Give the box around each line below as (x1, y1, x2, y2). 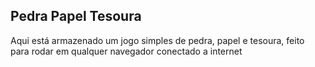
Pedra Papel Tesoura (10, 8, 142, 25)
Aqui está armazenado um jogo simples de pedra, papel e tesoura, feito (10, 34, 305, 46)
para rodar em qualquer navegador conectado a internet (10, 45, 243, 57)
